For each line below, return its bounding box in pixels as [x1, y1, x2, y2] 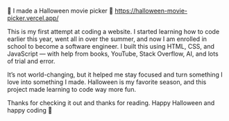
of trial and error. [7, 57, 56, 65]
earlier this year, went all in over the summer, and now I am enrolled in [7, 35, 207, 43]
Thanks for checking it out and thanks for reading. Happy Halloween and [7, 99, 215, 107]
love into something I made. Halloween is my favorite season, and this [7, 78, 207, 86]
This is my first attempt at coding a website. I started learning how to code [7, 28, 220, 35]
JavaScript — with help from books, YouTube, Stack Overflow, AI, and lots [7, 49, 219, 58]
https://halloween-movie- [114, 7, 187, 15]
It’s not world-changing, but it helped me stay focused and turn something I [7, 70, 223, 79]
